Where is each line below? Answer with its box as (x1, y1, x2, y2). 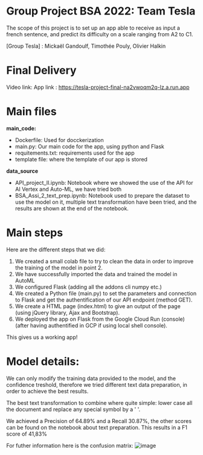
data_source (6, 167, 39, 175)
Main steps (6, 226, 63, 239)
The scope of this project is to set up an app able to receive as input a (6, 24, 180, 31)
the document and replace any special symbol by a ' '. (6, 405, 141, 413)
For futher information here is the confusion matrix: (6, 442, 134, 449)
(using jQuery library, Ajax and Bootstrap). (14, 309, 120, 316)
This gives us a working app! (6, 334, 78, 341)
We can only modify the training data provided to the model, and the (6, 375, 176, 382)
